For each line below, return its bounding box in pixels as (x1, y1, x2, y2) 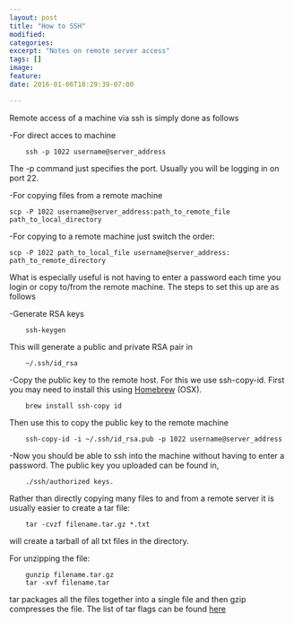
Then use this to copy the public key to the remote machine (9, 417, 229, 427)
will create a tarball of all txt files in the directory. (9, 535, 190, 546)
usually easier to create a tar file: (9, 502, 130, 513)
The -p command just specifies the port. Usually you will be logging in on (9, 162, 280, 173)
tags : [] (9, 55, 42, 64)
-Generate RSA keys (9, 308, 85, 319)
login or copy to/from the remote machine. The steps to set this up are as (9, 281, 280, 292)
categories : (9, 38, 54, 48)
